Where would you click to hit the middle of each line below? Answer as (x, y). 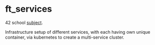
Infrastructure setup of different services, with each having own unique (78, 32)
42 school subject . (24, 22)
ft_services (29, 9)
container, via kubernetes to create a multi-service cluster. (65, 37)
